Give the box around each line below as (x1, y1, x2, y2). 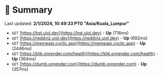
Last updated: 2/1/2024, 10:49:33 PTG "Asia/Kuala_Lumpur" (4, 20, 129, 26)
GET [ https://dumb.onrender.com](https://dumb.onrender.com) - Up (11, 61, 147, 67)
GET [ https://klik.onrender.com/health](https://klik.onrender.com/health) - (11, 51, 159, 57)
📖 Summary (4, 4, 53, 16)
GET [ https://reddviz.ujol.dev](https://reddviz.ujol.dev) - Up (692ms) (11, 35, 148, 41)
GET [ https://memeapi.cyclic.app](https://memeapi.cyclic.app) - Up (11, 40, 146, 46)
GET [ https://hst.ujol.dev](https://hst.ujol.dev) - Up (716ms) (11, 30, 129, 36)
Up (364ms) (11, 56, 37, 61)
